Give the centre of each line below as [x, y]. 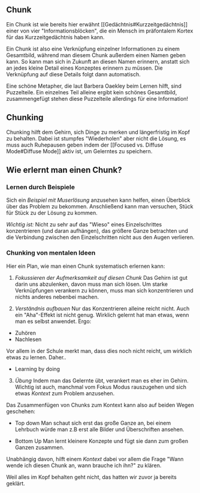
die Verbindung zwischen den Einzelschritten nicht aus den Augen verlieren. [100, 237]
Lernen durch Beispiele [41, 187]
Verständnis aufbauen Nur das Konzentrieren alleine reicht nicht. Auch [102, 308]
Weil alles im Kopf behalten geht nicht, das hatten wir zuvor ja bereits [91, 477]
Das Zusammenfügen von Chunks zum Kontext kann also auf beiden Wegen [100, 405]
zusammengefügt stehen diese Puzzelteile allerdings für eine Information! [97, 98]
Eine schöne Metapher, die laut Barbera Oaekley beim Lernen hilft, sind [94, 86]
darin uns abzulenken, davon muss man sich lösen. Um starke [91, 284]
